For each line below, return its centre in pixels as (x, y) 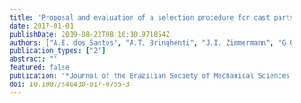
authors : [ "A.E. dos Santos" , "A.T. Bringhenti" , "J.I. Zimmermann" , (142, 43)
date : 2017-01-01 (42, 26)
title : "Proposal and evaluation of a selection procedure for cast (140, 17)
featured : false (39, 68)
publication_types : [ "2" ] (57, 51)
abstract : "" (34, 59)
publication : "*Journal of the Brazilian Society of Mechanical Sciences (150, 76)
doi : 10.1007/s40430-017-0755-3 (69, 84)
